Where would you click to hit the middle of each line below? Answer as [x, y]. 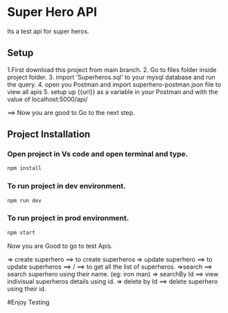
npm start [21, 233]
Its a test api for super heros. [49, 31]
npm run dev [24, 200]
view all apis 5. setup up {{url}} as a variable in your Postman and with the [113, 91]
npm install [24, 168]
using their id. [27, 289]
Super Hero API [52, 12]
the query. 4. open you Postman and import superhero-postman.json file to [114, 84]
